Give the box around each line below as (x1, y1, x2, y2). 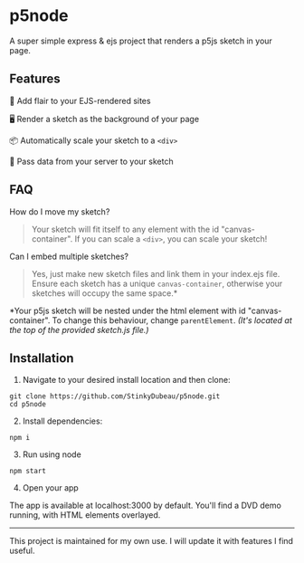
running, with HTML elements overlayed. (9, 510, 161, 520)
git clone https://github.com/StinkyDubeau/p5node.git (9, 392, 221, 401)
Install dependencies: (22, 415, 103, 426)
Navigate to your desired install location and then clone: (22, 375, 231, 386)
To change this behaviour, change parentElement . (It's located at (52, 314, 292, 326)
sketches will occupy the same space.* (31, 287, 178, 299)
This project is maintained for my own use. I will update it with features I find (9, 536, 294, 547)
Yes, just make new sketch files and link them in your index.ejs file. (31, 268, 280, 279)
